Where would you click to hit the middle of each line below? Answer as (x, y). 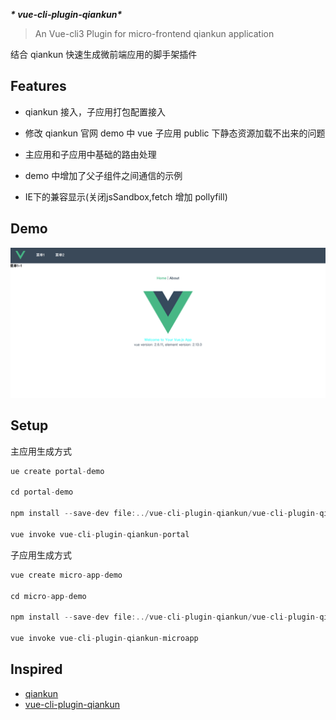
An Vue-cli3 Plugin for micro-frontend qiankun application (154, 33)
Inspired (36, 669)
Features (38, 86)
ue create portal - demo (57, 471)
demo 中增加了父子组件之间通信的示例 (103, 175)
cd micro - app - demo (48, 596)
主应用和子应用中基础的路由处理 (90, 154)
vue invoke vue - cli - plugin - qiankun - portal (100, 534)
